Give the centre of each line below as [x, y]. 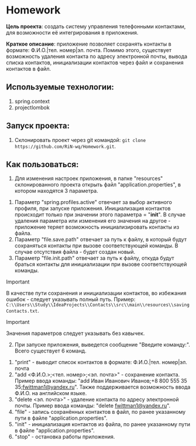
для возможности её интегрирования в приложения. [72, 32]
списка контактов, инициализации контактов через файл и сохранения [95, 63]
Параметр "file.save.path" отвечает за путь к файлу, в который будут [101, 240]
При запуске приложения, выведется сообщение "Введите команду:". [102, 345]
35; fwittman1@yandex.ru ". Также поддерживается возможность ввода [102, 387]
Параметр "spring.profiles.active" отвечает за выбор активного [93, 202]
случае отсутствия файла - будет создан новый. [75, 252]
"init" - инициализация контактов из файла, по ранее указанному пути [102, 424]
